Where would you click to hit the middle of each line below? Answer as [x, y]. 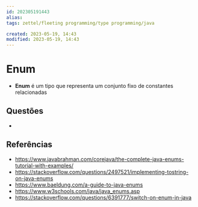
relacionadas [31, 92]
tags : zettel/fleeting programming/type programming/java [80, 23]
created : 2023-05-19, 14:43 [42, 34]
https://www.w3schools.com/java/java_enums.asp [77, 191]
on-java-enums [34, 178]
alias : [14, 17]
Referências [29, 145]
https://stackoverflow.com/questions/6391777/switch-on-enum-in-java [103, 197]
